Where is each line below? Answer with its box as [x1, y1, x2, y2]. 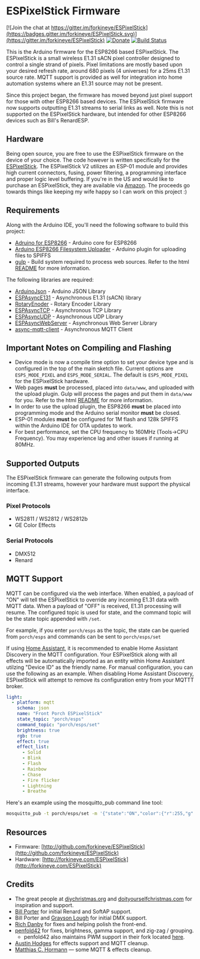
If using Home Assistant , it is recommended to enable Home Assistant [6, 645, 178, 652]
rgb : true [17, 733, 42, 739]
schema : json [17, 705, 50, 711]
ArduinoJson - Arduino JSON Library [14, 288, 106, 295]
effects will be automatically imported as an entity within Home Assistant [6, 657, 185, 664]
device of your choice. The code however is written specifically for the [6, 156, 180, 164]
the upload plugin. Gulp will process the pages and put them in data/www [14, 390, 192, 397]
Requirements [6, 205, 60, 215]
